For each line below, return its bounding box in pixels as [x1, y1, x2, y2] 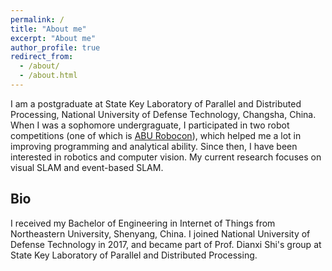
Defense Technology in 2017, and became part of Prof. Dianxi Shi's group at [10, 238, 322, 250]
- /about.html [19, 71, 78, 81]
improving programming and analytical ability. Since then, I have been [10, 140, 298, 152]
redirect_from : [10, 52, 74, 62]
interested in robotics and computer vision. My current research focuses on [10, 151, 322, 163]
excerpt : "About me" [10, 33, 97, 43]
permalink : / [10, 14, 65, 25]
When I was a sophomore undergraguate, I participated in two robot [10, 119, 290, 131]
